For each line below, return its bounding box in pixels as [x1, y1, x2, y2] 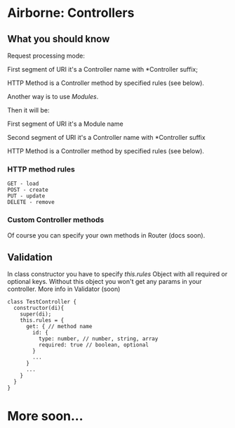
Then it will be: [7, 106, 50, 114]
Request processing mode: [7, 51, 86, 60]
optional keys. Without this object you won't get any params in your [7, 278, 202, 286]
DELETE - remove [7, 199, 55, 206]
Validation [7, 251, 53, 263]
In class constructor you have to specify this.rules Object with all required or [7, 270, 228, 278]
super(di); [20, 311, 52, 318]
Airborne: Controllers [7, 5, 135, 21]
